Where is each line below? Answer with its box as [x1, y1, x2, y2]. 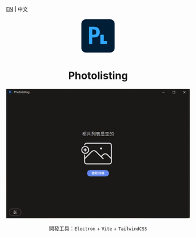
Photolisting [68, 69, 128, 82]
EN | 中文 [6, 6, 28, 12]
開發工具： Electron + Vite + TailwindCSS [48, 225, 148, 232]
